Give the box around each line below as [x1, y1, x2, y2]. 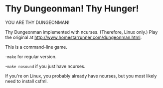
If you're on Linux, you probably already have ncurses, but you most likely [5, 73, 157, 79]
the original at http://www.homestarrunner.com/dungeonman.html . [5, 34, 142, 40]
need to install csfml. [5, 78, 48, 84]
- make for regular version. [5, 53, 57, 60]
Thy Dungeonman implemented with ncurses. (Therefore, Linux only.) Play [5, 29, 158, 35]
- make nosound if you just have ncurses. [5, 63, 86, 69]
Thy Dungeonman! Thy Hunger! [5, 3, 139, 14]
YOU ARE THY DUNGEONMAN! [5, 19, 70, 25]
